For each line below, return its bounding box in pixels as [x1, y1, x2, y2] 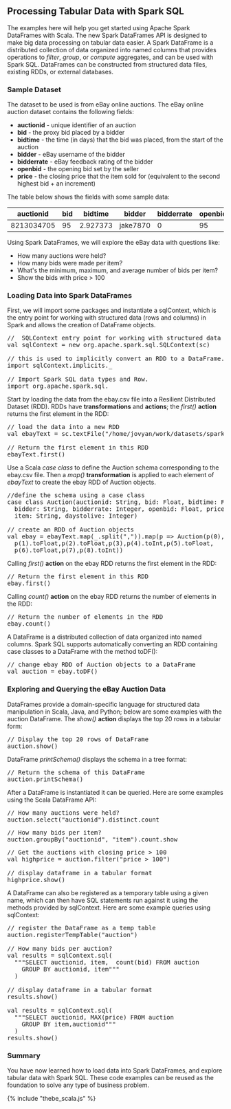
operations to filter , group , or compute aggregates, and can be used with [7, 53, 214, 61]
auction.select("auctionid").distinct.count [7, 815, 160, 824]
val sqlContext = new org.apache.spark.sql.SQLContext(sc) [7, 341, 211, 349]
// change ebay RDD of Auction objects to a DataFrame [7, 661, 196, 669]
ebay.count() [7, 620, 52, 628]
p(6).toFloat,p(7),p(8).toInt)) [14, 547, 124, 554]
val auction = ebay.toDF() [7, 668, 98, 676]
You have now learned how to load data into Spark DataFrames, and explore [7, 1066, 223, 1075]
